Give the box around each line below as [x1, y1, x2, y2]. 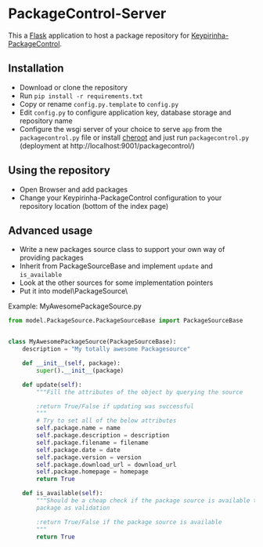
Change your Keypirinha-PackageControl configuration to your [19, 193, 222, 202]
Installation [8, 62, 64, 75]
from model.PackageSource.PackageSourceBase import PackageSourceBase [8, 317, 243, 325]
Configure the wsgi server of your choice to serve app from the [19, 124, 222, 133]
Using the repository [8, 164, 111, 177]
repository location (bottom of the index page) [19, 201, 169, 210]
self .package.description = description [36, 432, 170, 439]
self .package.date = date [36, 446, 121, 454]
